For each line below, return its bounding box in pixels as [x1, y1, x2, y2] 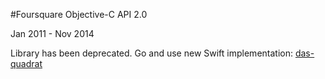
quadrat [10, 58, 43, 69]
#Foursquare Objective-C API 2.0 [10, 9, 148, 20]
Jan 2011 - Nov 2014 [10, 28, 95, 39]
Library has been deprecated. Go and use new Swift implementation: [10, 47, 293, 59]
